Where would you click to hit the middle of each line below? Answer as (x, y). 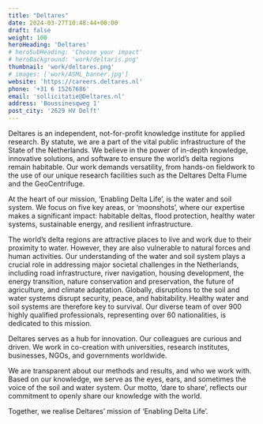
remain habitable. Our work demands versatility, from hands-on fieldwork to (131, 167)
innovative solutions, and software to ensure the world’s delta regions (121, 158)
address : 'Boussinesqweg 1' (54, 103)
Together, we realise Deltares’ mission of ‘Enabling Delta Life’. (108, 411)
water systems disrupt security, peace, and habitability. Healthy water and (128, 298)
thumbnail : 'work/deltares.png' (61, 67)
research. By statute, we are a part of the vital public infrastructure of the (127, 142)
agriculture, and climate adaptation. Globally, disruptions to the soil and (124, 290)
